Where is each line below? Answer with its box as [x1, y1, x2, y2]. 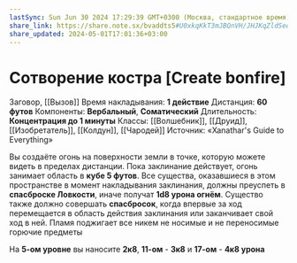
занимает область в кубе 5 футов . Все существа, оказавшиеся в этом [9, 170, 276, 182]
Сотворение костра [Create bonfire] [9, 67, 286, 88]
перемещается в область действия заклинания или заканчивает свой [9, 208, 274, 219]
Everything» [9, 135, 53, 145]
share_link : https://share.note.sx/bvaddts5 [9, 21, 176, 30]
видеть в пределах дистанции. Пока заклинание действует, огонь [9, 161, 258, 172]
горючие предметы [9, 227, 83, 237]
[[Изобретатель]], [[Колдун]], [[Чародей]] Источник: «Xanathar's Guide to [9, 125, 285, 135]
